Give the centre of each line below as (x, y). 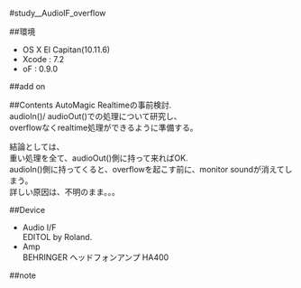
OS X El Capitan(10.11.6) (66, 50)
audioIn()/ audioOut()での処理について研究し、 (96, 116)
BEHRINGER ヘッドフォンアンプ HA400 (96, 257)
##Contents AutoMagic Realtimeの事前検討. (91, 105)
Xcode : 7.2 (43, 59)
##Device (27, 210)
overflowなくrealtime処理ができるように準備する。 (104, 127)
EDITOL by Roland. (57, 237)
